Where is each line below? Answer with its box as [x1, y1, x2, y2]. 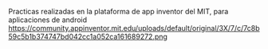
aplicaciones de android [8, 15, 88, 24]
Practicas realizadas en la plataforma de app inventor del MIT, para [8, 7, 229, 16]
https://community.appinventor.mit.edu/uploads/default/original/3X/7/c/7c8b [8, 24, 260, 32]
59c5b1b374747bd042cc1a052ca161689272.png [8, 32, 167, 41]
